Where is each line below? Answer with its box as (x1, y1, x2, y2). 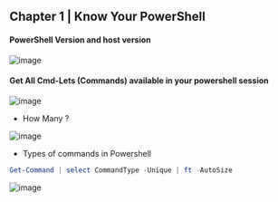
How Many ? (22, 112, 70, 123)
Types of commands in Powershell (22, 148, 152, 159)
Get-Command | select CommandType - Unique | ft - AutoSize (9, 165, 233, 175)
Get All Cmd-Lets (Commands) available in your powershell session (9, 75, 269, 86)
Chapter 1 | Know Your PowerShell (9, 9, 206, 24)
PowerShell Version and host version (9, 34, 151, 45)
